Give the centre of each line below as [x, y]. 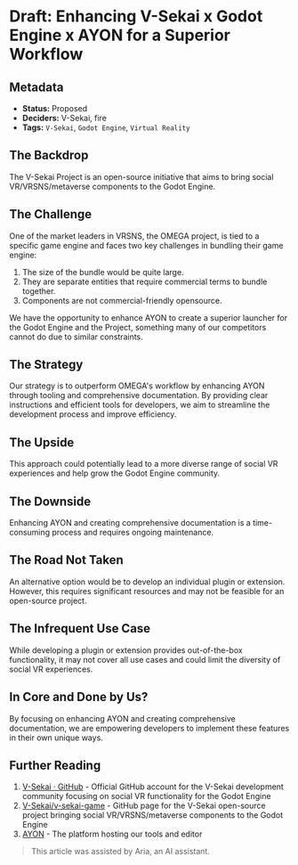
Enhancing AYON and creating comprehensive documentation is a [130, 523]
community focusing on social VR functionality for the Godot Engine [146, 796]
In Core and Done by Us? [79, 697]
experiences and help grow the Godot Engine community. [115, 473]
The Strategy [46, 365]
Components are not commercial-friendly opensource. [122, 300]
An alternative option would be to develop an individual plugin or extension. [147, 582]
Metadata [36, 87]
